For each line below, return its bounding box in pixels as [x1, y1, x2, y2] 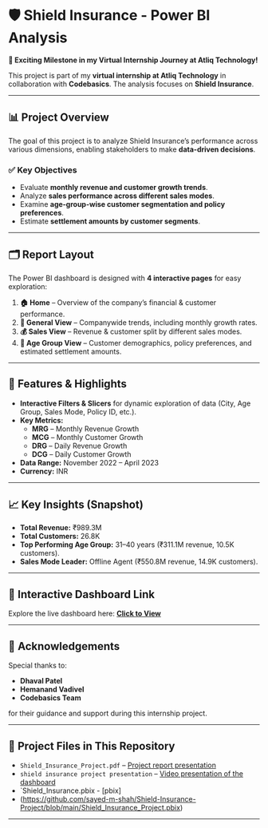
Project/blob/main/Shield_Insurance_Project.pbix [19, 802, 181, 812]
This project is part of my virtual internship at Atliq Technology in [8, 70, 227, 80]
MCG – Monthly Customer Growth [31, 432, 144, 442]
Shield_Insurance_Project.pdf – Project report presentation [19, 760, 217, 770]
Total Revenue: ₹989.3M [19, 523, 102, 533]
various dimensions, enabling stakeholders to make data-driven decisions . [8, 145, 256, 154]
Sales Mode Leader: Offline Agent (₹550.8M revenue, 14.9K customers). [19, 557, 258, 567]
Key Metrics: [19, 415, 64, 425]
